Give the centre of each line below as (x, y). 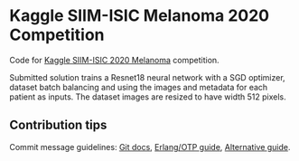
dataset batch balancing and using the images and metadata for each (139, 87)
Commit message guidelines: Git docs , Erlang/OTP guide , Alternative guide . (150, 147)
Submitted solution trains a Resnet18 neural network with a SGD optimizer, (148, 77)
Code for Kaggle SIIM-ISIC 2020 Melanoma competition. (114, 60)
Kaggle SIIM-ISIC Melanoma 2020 (140, 16)
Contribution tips (58, 125)
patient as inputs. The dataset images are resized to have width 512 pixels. (148, 97)
